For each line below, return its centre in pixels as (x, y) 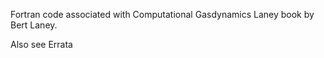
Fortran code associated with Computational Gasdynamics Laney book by (162, 14)
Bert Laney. (34, 25)
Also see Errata (41, 44)
